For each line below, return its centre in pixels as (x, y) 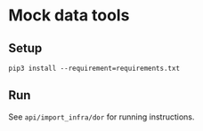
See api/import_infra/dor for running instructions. (101, 117)
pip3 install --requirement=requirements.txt (94, 68)
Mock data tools (69, 15)
